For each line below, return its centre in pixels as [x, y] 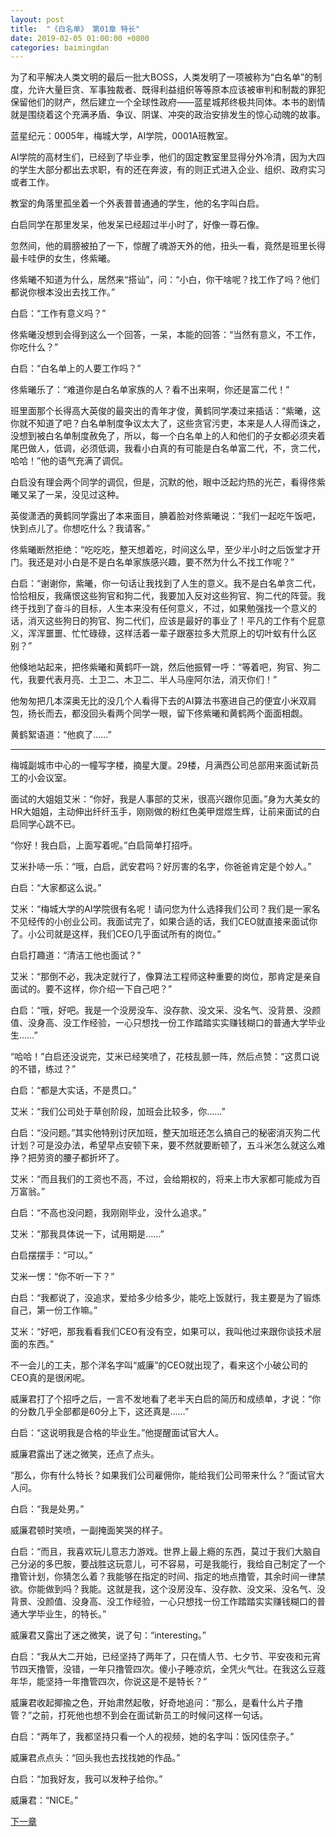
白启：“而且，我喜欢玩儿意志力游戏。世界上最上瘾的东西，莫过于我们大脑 [161, 1552]
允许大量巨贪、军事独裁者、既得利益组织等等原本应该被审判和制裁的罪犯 [176, 90]
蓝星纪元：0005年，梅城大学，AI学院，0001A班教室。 [122, 136]
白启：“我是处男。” [47, 1509]
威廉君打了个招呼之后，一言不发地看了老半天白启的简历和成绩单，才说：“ [161, 1399]
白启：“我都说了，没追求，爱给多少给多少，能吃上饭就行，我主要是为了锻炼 [166, 1298]
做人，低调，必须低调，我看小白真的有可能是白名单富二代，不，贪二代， [176, 448]
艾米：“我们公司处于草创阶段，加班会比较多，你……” [118, 1112]
